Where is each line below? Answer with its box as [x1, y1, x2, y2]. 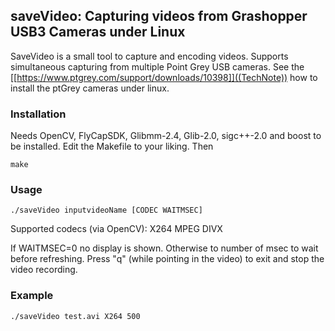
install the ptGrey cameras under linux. [10, 82, 170, 94]
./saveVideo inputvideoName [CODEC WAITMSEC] [10, 205, 203, 216]
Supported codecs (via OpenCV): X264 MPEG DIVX [10, 223, 223, 235]
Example [10, 289, 54, 303]
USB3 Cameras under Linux [10, 24, 186, 41]
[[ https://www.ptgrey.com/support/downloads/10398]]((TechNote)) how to [10, 71, 318, 83]
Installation [10, 107, 67, 121]
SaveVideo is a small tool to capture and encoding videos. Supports [10, 50, 289, 62]
